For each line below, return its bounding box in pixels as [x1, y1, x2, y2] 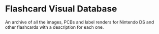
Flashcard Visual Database [5, 3, 117, 14]
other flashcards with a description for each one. [5, 24, 104, 30]
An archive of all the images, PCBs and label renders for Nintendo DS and [5, 19, 154, 25]
